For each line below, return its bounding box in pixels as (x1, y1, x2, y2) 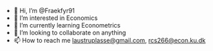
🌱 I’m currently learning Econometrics (13, 21, 121, 29)
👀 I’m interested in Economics (13, 14, 98, 22)
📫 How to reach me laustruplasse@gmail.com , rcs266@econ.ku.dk (13, 37, 206, 44)
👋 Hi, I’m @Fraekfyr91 (13, 7, 76, 14)
